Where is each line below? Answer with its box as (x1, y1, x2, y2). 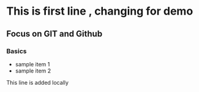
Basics (6, 47, 27, 55)
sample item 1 (15, 60, 50, 68)
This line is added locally (6, 79, 69, 86)
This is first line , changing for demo (6, 4, 193, 18)
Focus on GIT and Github (6, 29, 103, 39)
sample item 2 (15, 67, 51, 74)
